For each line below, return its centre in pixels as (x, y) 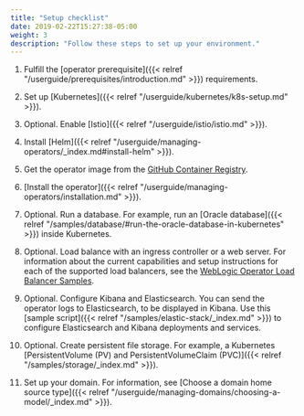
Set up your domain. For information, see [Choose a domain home (147, 383)
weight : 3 (29, 35)
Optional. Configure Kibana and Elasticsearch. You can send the (144, 299)
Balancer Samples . (59, 281)
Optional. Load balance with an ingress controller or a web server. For (155, 251)
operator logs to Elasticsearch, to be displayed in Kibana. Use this (147, 308)
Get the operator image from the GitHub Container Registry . (136, 169)
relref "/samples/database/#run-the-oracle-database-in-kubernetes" (154, 224)
